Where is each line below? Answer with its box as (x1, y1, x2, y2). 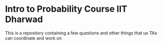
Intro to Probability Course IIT (5, 3, 127, 15)
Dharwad (5, 14, 43, 25)
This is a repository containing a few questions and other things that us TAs (5, 30, 158, 36)
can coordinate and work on (5, 35, 62, 41)
